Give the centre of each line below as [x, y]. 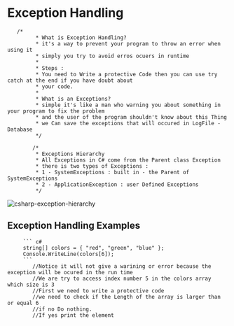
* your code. [54, 86]
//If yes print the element [73, 315]
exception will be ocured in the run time [70, 272]
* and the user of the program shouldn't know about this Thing [131, 117]
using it [20, 50]
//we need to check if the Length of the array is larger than [126, 297]
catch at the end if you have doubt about [70, 80]
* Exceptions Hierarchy [70, 154]
